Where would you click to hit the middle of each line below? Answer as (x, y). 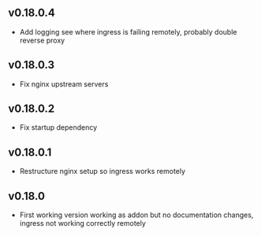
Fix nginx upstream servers (64, 84)
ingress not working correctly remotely (82, 223)
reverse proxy (42, 40)
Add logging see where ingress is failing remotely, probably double (128, 31)
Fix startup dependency (58, 127)
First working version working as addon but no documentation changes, (136, 215)
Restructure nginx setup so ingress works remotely (103, 171)
